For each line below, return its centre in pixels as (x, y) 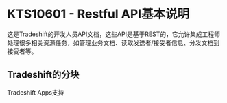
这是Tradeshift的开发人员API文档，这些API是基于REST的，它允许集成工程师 (114, 34)
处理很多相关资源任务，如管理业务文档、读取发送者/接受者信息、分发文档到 (113, 42)
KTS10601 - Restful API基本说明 (98, 14)
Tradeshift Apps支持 (36, 92)
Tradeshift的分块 (43, 75)
